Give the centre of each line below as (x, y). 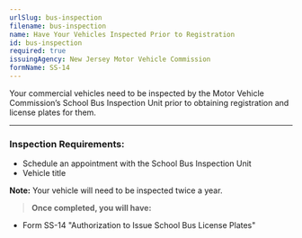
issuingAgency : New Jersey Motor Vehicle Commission (110, 59)
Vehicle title (44, 173)
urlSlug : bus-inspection (56, 18)
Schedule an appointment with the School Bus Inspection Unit (137, 163)
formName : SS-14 (40, 68)
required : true (38, 51)
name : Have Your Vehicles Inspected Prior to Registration (122, 34)
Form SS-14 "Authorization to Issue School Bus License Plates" (139, 225)
